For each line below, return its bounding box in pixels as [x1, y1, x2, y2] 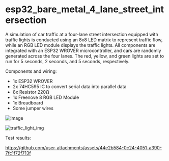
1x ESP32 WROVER [12, 78, 53, 84]
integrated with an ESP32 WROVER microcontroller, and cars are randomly [5, 47, 161, 53]
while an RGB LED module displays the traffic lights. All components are [5, 42, 156, 48]
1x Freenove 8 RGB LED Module [12, 94, 79, 100]
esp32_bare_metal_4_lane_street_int [5, 4, 164, 15]
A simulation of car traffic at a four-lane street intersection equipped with [5, 31, 159, 37]
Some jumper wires [12, 105, 53, 111]
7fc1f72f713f [5, 150, 32, 156]
